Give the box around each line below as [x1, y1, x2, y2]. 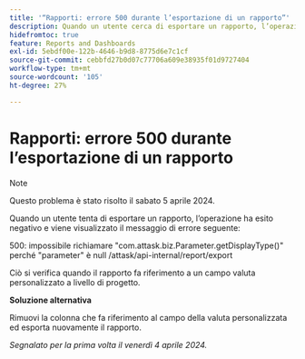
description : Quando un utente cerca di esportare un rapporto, [9, 22, 258, 31]
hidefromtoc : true [9, 30, 79, 39]
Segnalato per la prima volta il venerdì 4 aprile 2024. [9, 339, 208, 350]
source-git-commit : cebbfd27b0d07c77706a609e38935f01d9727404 [9, 55, 250, 65]
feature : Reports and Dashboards [9, 38, 136, 48]
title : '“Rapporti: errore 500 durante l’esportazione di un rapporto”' [9, 13, 290, 23]
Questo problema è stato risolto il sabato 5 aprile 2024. [9, 194, 215, 205]
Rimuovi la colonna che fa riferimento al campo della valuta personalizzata [9, 312, 288, 323]
